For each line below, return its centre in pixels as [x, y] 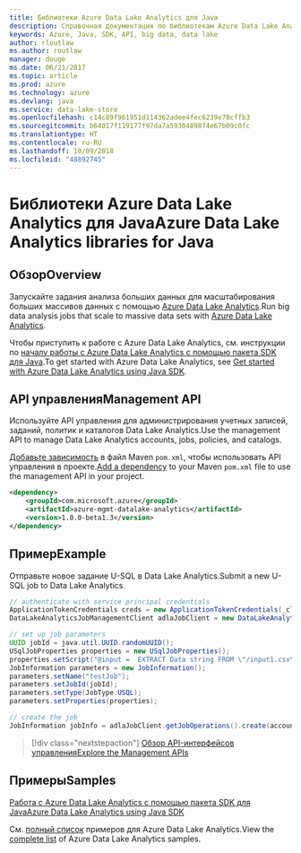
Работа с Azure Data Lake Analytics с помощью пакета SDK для [130, 802]
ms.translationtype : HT [54, 135]
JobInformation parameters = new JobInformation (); [107, 668]
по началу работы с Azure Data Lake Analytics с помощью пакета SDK [143, 352]
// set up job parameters [57, 635]
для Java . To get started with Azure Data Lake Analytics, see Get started [142, 361]
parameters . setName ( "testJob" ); [69, 676]
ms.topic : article [43, 76]
